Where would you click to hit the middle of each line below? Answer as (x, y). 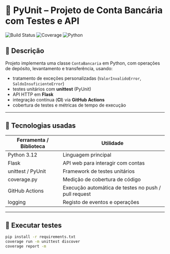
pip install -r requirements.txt (40, 237)
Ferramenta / (33, 140)
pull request (77, 194)
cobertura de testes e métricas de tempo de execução (69, 105)
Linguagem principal (87, 155)
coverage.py (23, 179)
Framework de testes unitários (99, 171)
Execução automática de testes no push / (112, 187)
